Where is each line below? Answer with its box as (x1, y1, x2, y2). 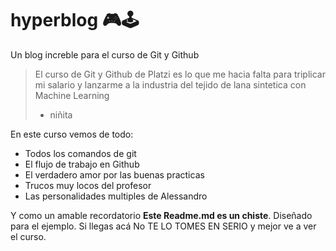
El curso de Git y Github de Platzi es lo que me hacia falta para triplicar (34, 68, 326, 80)
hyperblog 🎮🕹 (10, 9, 140, 32)
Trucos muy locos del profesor (24, 179, 152, 191)
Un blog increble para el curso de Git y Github (10, 48, 200, 61)
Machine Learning (34, 89, 110, 101)
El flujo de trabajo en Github (24, 158, 140, 170)
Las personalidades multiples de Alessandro (24, 190, 208, 202)
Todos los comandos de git (24, 147, 137, 159)
